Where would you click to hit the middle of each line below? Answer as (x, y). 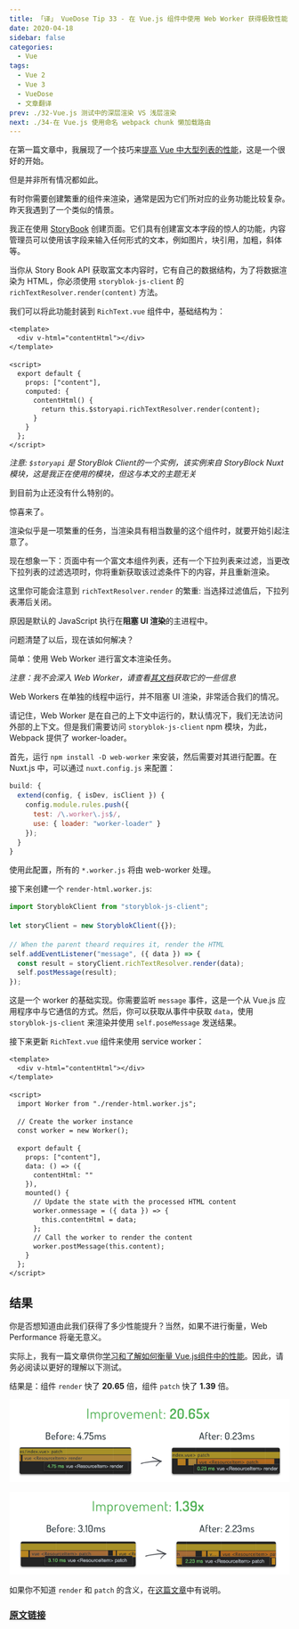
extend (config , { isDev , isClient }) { (91, 796)
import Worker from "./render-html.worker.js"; (107, 1104)
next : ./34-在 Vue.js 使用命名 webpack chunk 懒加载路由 (110, 122)
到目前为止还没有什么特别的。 (64, 493)
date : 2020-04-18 (41, 28)
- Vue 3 (32, 85)
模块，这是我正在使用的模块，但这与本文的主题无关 (103, 474)
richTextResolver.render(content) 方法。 (86, 292)
